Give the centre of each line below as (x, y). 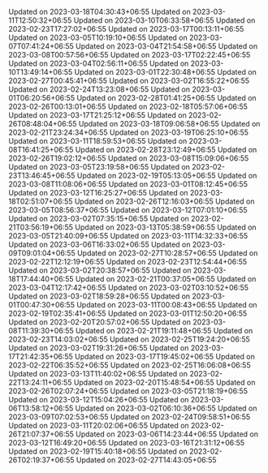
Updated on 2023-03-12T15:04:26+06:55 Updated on (99, 400)
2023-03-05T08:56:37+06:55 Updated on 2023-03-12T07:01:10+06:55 (128, 210)
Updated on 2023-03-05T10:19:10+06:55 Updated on (98, 37)
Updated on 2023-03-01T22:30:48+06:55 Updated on (166, 72)
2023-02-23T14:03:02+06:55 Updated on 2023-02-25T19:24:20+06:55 (129, 339)
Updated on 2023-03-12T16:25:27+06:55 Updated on (98, 193)
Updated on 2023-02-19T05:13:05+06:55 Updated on (167, 175)
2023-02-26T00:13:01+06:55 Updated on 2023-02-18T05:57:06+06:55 (128, 106)
